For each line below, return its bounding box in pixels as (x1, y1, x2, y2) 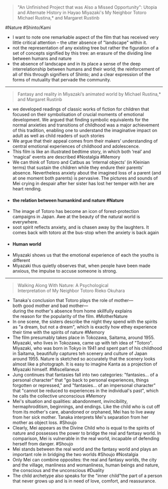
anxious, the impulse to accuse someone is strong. (12, 268, 117, 274)
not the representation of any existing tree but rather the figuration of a (12, 45, 159, 50)
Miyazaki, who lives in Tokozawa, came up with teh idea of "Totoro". (12, 340, 153, 346)
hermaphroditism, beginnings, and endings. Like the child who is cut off (12, 403, 160, 409)
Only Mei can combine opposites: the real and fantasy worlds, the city (12, 457, 157, 463)
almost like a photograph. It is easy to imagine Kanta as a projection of (12, 361, 157, 367)
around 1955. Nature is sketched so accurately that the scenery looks (12, 356, 155, 362)
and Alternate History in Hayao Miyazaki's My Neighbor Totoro (17, 9, 146, 15)
